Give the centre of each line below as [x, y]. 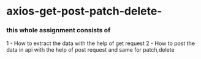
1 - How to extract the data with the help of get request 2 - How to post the [100, 43]
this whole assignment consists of [59, 30]
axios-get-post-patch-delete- [84, 11]
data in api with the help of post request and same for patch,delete [90, 50]
